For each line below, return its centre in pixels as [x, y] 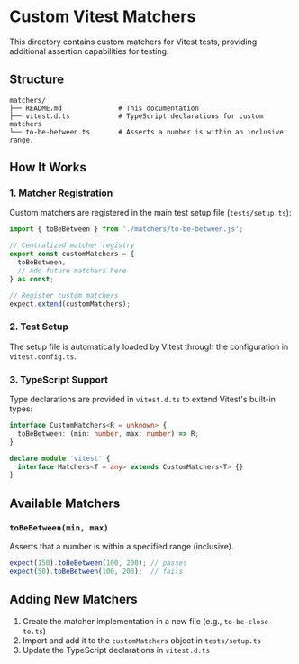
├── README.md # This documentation [104, 108]
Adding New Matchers [73, 599]
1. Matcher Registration [61, 193]
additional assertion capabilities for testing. [89, 51]
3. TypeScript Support [59, 379]
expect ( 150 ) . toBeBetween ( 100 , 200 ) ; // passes [98, 563]
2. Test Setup [39, 327]
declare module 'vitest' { [60, 458]
